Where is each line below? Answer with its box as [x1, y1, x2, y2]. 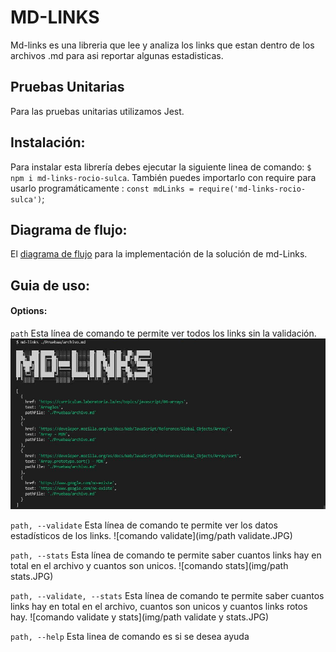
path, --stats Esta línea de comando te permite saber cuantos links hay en [10, 549, 322, 561]
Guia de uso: [10, 277, 91, 294]
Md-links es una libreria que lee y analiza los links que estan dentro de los [10, 39, 315, 51]
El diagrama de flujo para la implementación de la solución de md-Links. [10, 248, 308, 260]
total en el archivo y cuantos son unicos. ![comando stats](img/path [10, 559, 289, 571]
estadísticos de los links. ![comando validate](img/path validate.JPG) [10, 529, 293, 541]
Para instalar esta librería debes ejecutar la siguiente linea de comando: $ [10, 161, 312, 173]
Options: [10, 305, 48, 317]
